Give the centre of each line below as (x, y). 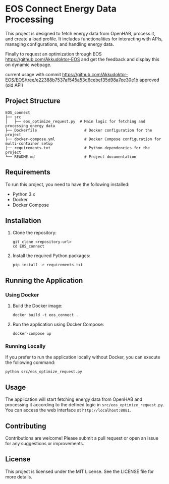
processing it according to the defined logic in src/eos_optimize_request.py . (85, 405)
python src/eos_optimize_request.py (44, 372)
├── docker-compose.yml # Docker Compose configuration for (83, 139)
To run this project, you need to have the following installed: (67, 184)
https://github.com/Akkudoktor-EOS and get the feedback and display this (82, 59)
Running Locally (25, 346)
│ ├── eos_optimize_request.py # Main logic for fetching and (75, 122)
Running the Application (44, 280)
